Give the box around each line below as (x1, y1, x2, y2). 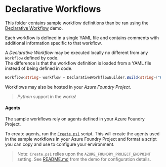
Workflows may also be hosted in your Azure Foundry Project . (5, 84, 131, 90)
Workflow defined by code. (5, 55, 59, 60)
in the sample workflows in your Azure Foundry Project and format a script (5, 136, 157, 142)
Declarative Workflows (5, 3, 101, 15)
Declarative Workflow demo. (5, 25, 63, 31)
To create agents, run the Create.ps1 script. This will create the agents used (5, 131, 160, 137)
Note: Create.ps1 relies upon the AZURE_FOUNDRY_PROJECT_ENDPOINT (17, 151, 151, 157)
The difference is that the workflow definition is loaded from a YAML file (5, 60, 152, 66)
